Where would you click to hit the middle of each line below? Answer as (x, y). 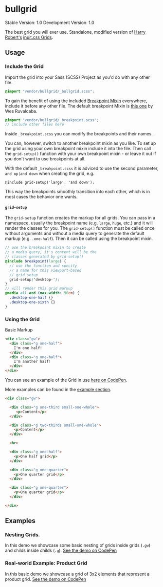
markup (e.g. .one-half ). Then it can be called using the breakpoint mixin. (79, 239)
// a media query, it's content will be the (51, 252)
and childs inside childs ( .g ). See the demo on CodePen (61, 550)
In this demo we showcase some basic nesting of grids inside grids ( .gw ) (78, 545)
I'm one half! (28, 348)
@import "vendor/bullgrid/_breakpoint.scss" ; (52, 120)
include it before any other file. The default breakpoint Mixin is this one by (79, 106)
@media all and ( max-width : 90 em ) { (42, 293)
